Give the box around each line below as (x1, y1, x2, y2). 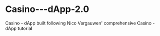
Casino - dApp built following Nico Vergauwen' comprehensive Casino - (5, 20, 155, 26)
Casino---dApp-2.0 (5, 3, 89, 15)
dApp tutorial (5, 25, 33, 31)
